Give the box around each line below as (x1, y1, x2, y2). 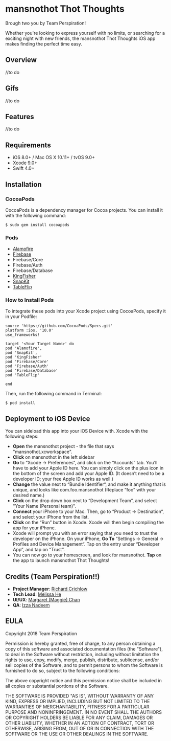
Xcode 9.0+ (12, 160, 38, 166)
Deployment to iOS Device (5, 414, 90, 423)
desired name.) (12, 492, 45, 499)
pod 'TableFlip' (5, 373, 40, 378)
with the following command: (5, 212, 66, 218)
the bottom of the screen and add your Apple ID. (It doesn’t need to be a (12, 470, 165, 477)
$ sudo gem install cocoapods (5, 222, 70, 228)
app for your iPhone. (12, 525, 56, 531)
